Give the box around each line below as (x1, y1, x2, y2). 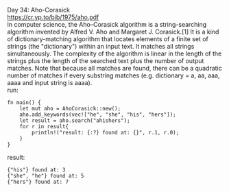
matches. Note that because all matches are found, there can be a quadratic (7, 64, 222, 72)
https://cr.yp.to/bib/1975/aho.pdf (7, 13, 99, 21)
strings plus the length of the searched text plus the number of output (7, 57, 204, 64)
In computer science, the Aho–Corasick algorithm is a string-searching (7, 21, 207, 28)
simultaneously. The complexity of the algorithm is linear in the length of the (7, 49, 222, 58)
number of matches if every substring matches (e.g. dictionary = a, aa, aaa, (7, 71, 220, 80)
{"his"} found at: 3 (7, 167, 67, 173)
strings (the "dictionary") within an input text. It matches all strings (7, 43, 195, 50)
